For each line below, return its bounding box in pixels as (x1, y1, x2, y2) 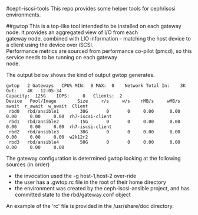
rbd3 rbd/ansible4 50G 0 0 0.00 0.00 (8, 139, 181, 145)
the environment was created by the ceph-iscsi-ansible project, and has (14, 185, 190, 192)
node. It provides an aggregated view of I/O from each (6, 29, 138, 36)
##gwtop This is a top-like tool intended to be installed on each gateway (6, 23, 181, 29)
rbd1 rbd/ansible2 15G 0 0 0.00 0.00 (8, 119, 181, 125)
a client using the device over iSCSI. (6, 41, 94, 48)
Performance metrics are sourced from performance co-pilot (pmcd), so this (6, 48, 192, 55)
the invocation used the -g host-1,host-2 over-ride (14, 173, 137, 179)
